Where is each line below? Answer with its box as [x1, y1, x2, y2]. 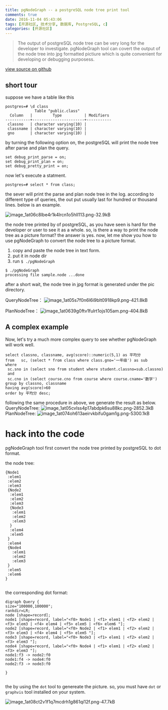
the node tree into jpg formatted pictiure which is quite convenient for [17, 51, 162, 57]
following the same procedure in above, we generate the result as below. [5, 400, 156, 406]
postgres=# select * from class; [5, 182, 76, 187]
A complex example [5, 323, 69, 332]
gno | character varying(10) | [7, 130, 87, 136]
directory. [5, 287, 25, 293]
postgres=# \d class [5, 104, 49, 109]
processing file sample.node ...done [5, 272, 85, 278]
